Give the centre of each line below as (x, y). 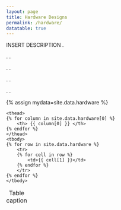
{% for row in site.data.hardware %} (53, 145)
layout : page (22, 12)
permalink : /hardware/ (34, 23)
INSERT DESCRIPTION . (35, 45)
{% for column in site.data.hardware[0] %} (61, 119)
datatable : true (26, 28)
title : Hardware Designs (37, 17)
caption (17, 201)
